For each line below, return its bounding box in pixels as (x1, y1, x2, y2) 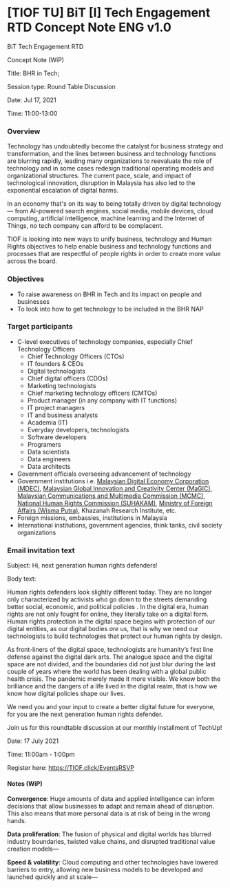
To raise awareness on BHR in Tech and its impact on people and (17, 290, 202, 298)
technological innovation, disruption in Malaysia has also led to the (7, 179, 196, 187)
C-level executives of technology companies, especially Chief (17, 337, 193, 346)
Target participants (7, 322, 74, 331)
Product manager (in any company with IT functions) (27, 396, 178, 405)
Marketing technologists (27, 381, 96, 389)
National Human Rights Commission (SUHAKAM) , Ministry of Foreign (17, 499, 213, 507)
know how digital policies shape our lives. (7, 689, 125, 698)
